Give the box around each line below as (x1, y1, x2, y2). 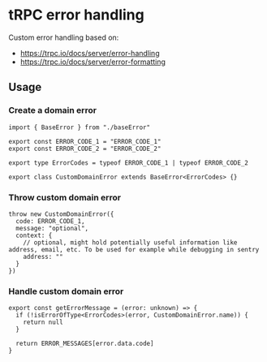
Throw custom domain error (8, 192, 122, 203)
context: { (15, 231, 53, 239)
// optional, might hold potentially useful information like (23, 238, 238, 247)
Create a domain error (8, 105, 97, 116)
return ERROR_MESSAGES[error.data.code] (15, 339, 154, 348)
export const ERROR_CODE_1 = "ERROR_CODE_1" (8, 137, 161, 145)
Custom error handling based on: (8, 32, 119, 42)
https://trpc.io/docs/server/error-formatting (19, 57, 166, 67)
